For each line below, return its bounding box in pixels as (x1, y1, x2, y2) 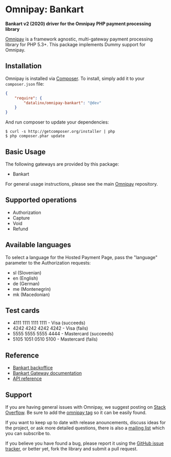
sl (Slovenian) (12, 269, 42, 275)
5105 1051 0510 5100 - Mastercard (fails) (12, 336, 98, 342)
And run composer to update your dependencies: (5, 119, 109, 125)
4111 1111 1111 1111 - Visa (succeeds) (12, 320, 86, 326)
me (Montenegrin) (12, 286, 51, 292)
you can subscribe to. (5, 430, 51, 436)
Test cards (5, 306, 40, 315)
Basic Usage (5, 147, 46, 156)
